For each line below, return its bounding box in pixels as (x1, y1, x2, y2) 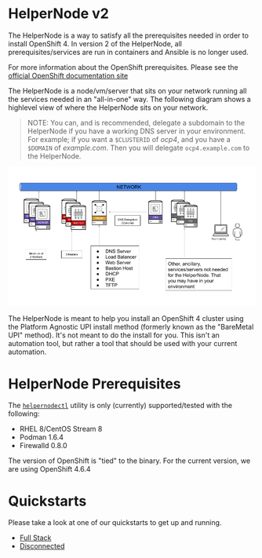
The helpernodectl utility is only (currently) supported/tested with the (8, 401, 233, 410)
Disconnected (19, 542, 65, 551)
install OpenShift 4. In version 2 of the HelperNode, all (8, 38, 183, 48)
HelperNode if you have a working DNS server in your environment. (27, 126, 246, 136)
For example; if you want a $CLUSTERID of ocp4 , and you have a (27, 134, 231, 144)
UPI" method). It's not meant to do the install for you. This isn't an (8, 330, 220, 340)
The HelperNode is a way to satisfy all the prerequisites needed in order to (8, 31, 249, 40)
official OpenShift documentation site (8, 71, 129, 80)
